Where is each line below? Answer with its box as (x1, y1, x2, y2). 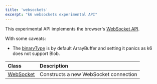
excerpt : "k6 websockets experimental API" (5, 12, 98, 17)
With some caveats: (5, 35, 46, 41)
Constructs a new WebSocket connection (40, 70, 137, 77)
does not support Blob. (12, 50, 60, 56)
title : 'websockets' (5, 7, 49, 12)
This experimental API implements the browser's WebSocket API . (5, 25, 140, 31)
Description (40, 62, 69, 69)
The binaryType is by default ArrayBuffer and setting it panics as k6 (12, 45, 152, 51)
